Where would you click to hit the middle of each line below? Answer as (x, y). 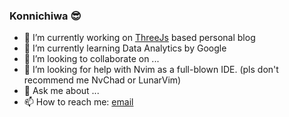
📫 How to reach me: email (78, 102)
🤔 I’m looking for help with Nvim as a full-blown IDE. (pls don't (151, 70)
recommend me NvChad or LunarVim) (102, 80)
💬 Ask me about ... (61, 91)
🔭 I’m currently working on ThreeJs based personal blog (139, 38)
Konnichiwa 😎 (45, 16)
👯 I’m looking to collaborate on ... (91, 59)
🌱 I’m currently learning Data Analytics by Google (125, 48)
